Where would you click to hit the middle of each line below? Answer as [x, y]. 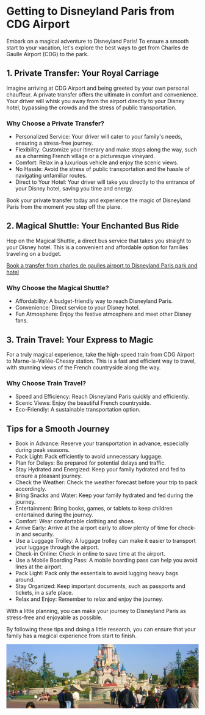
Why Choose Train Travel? [46, 383]
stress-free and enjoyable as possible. [54, 617]
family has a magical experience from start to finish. [72, 636]
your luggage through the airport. [57, 547]
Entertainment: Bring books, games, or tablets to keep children [94, 509]
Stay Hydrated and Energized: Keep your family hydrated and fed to [100, 470]
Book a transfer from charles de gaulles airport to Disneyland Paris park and [102, 265]
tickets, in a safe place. [44, 593]
